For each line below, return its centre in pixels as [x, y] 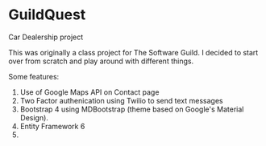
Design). [34, 117]
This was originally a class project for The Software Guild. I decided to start [133, 52]
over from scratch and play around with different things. [101, 61]
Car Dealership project [46, 37]
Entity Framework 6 [52, 126]
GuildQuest [47, 15]
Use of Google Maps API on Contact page [89, 92]
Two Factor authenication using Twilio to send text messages [121, 100]
